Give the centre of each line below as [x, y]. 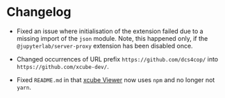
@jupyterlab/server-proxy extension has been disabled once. [105, 46]
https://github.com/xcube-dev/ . [62, 66]
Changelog [39, 12]
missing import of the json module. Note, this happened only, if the [112, 38]
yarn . [24, 87]
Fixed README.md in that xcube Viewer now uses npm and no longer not [116, 79]
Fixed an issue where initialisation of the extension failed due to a [110, 31]
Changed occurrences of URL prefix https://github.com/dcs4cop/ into [117, 59]
